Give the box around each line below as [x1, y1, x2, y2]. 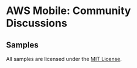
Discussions [6, 16, 67, 30]
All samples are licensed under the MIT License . [6, 56, 122, 62]
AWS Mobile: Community [6, 4, 131, 18]
